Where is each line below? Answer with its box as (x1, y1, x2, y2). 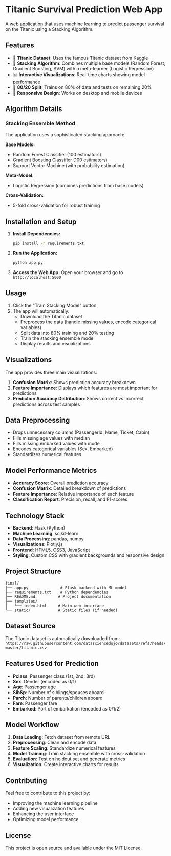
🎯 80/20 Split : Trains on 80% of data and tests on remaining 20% (12, 84, 152, 90)
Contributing (5, 776, 47, 785)
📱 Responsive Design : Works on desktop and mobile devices (12, 89, 142, 96)
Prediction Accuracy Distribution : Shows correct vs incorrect (12, 395, 144, 402)
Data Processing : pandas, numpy (12, 536, 84, 542)
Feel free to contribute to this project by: (5, 790, 91, 796)
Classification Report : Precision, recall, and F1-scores (12, 496, 128, 502)
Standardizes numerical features (12, 451, 82, 458)
